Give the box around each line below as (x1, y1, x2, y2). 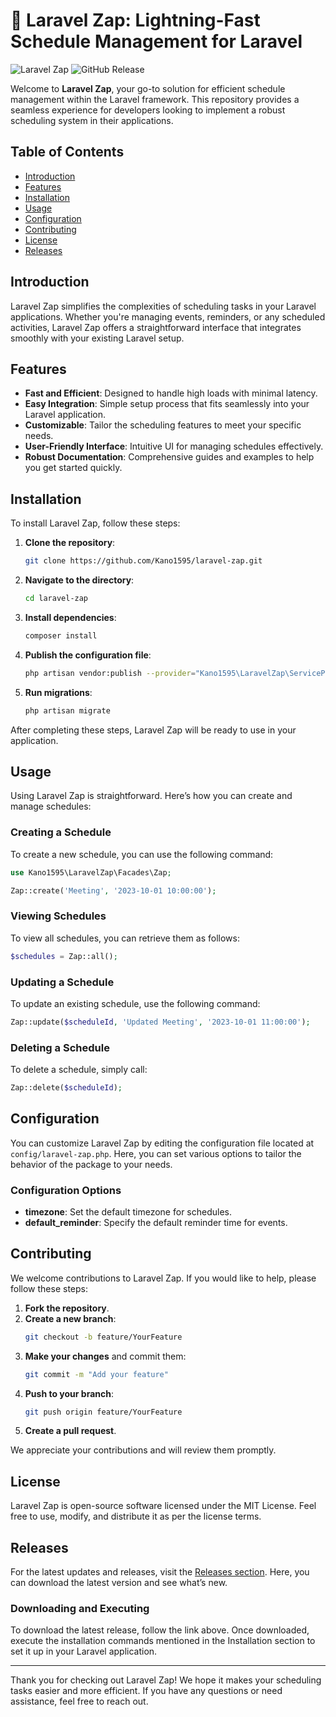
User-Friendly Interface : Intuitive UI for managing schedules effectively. (24, 440, 324, 453)
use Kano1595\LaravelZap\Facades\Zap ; (10, 867, 172, 878)
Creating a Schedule (10, 825, 112, 839)
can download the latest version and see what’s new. (10, 1577, 228, 1589)
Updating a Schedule (10, 975, 115, 989)
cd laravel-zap (24, 594, 89, 604)
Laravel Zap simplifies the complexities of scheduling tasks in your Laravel (10, 300, 317, 312)
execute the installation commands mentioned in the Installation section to (10, 1635, 316, 1647)
